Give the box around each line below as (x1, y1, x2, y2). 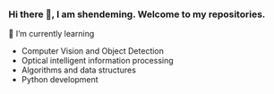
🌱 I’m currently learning (8, 29, 95, 39)
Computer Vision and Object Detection (21, 46, 165, 56)
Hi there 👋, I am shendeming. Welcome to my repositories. (8, 8, 266, 21)
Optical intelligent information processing (21, 56, 174, 66)
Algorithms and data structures (21, 64, 136, 75)
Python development (21, 74, 99, 85)
